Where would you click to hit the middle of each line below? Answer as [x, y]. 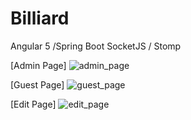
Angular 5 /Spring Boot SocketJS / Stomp [96, 46]
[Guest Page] [37, 84]
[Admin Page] [38, 65]
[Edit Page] [33, 104]
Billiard [40, 18]
